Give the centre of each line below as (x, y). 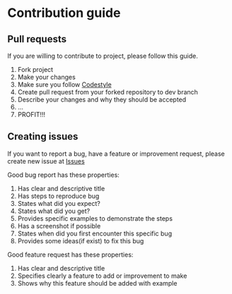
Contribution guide (64, 13)
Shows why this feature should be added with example (97, 283)
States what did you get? (54, 211)
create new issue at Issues (46, 161)
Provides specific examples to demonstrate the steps (95, 218)
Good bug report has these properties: (64, 175)
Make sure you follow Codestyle (64, 85)
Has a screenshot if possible (59, 226)
